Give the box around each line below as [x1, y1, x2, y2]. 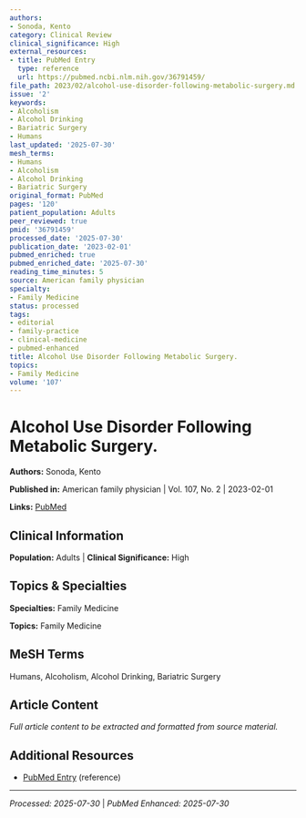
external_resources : [9, 47, 88, 56]
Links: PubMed [9, 502, 67, 513]
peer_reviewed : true [9, 216, 88, 226]
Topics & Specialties [9, 578, 127, 594]
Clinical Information [9, 527, 125, 543]
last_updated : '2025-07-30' [9, 140, 117, 149]
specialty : [9, 284, 51, 293]
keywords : [9, 97, 47, 107]
